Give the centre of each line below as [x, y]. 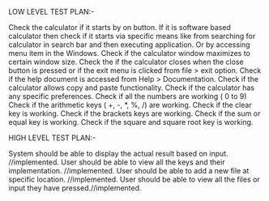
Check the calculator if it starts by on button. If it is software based [120, 27]
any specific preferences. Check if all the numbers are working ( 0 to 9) [128, 96]
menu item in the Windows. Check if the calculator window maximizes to [130, 53]
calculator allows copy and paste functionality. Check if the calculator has [132, 88]
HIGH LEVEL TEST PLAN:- [52, 138]
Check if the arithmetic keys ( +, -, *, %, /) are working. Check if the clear [130, 105]
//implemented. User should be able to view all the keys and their [117, 162]
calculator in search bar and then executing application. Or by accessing [129, 45]
